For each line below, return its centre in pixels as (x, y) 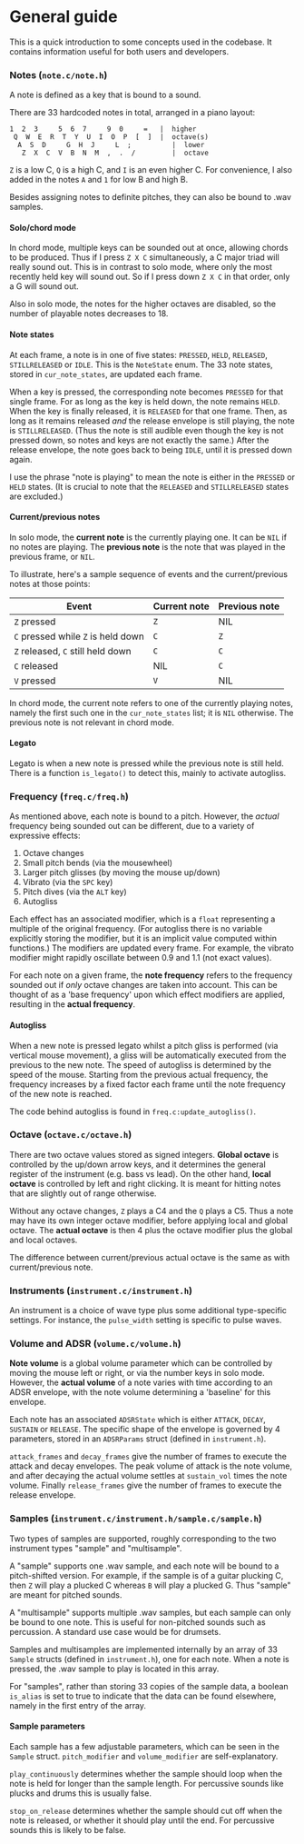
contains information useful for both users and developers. (119, 51)
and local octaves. (44, 1240)
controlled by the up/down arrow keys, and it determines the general (137, 1164)
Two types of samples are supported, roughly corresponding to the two (143, 1539)
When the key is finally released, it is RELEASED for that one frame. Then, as (148, 411)
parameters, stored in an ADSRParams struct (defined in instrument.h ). (138, 1439)
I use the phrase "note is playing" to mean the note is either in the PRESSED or (152, 477)
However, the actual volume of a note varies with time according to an (141, 1382)
